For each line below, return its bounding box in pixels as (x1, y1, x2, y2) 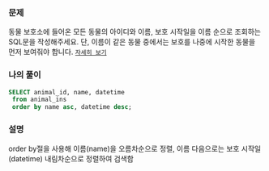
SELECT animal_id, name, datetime (8, 88, 126, 96)
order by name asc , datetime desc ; (11, 103, 132, 111)
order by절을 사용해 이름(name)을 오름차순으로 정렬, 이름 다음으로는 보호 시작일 (8, 144, 262, 153)
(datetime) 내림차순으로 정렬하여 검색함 (8, 153, 134, 163)
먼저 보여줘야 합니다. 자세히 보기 (8, 47, 107, 57)
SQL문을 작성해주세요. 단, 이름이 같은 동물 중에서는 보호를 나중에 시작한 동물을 (8, 37, 256, 47)
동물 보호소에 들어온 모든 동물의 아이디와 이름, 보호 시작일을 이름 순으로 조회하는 (8, 27, 262, 37)
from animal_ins (11, 95, 67, 104)
